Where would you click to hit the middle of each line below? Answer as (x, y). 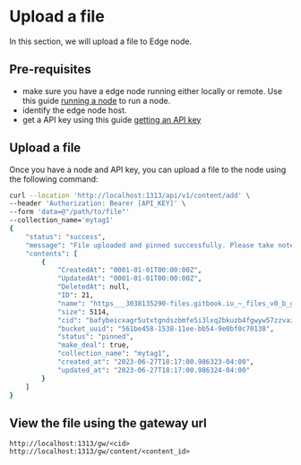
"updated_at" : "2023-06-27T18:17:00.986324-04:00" (154, 370)
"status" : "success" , (65, 237)
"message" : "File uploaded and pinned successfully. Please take (150, 245)
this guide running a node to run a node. (96, 100)
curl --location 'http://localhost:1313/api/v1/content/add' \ (130, 195)
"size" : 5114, (83, 312)
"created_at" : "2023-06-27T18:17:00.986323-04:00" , (155, 362)
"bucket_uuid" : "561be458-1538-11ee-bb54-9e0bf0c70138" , (166, 329)
